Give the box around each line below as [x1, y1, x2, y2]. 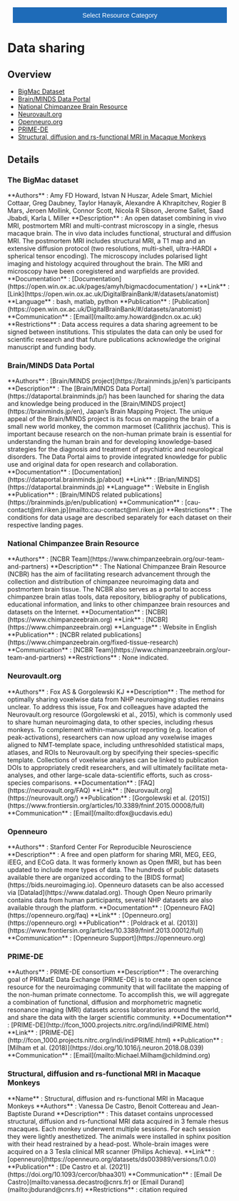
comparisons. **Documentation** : [31, 778, 137, 787]
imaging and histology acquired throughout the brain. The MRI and [7, 259, 203, 268]
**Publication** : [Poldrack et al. [78, 918, 176, 927]
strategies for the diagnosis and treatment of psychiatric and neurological [7, 445, 223, 454]
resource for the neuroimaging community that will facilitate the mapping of [7, 983, 230, 991]
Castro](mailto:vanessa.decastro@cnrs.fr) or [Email [7, 1177, 159, 1186]
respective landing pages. [7, 521, 84, 529]
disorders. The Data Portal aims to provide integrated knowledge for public [7, 452, 227, 461]
